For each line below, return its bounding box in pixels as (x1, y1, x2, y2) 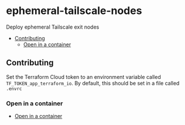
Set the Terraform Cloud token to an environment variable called (6, 73, 161, 80)
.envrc (6, 86, 22, 92)
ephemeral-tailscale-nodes (6, 4, 142, 18)
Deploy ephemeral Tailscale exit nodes (6, 23, 100, 30)
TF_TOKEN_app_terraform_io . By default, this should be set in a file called (6, 79, 180, 86)
